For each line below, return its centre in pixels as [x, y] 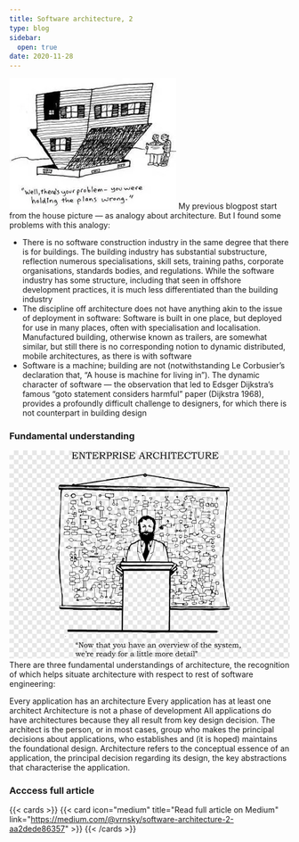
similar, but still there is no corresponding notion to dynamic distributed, [154, 347]
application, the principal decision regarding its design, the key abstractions [148, 757]
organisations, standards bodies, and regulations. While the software [148, 271]
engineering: [32, 683]
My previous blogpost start [227, 206]
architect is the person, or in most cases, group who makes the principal [141, 729]
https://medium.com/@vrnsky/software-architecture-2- [132, 819]
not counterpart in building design [84, 413]
